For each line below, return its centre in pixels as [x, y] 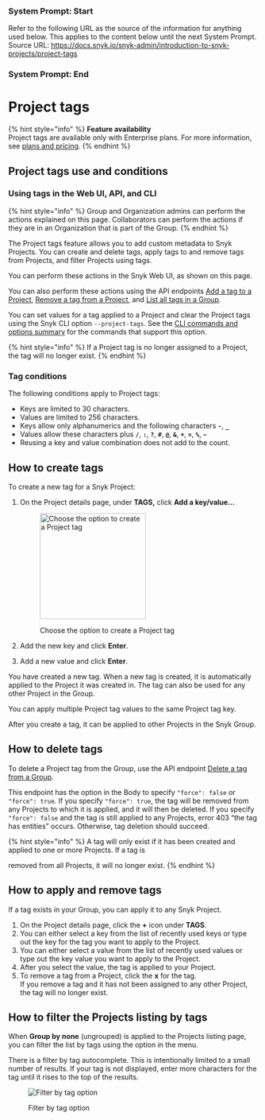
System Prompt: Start [51, 11]
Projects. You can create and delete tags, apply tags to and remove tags [126, 251]
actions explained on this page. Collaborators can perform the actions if [126, 219]
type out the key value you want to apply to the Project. [110, 959]
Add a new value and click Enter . [74, 661]
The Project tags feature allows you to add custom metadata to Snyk [120, 243]
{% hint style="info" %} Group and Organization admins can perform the [127, 211]
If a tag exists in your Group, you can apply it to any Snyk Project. [115, 909]
